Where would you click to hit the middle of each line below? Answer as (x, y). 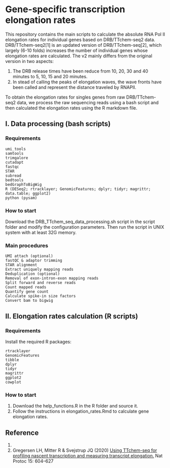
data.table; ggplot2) (28, 193)
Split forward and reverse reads (41, 283)
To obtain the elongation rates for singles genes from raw (65, 97)
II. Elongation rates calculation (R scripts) (72, 316)
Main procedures (27, 245)
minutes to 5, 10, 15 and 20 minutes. (50, 76)
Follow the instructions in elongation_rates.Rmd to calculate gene (81, 411)
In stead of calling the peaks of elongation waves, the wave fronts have (87, 82)
